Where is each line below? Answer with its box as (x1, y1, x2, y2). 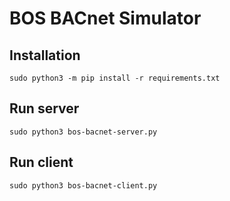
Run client (9, 154, 74, 171)
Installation (9, 47, 81, 64)
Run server (9, 100, 80, 117)
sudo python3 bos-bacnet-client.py (9, 180, 158, 191)
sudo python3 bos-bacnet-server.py (9, 127, 158, 137)
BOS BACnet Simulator (9, 7, 202, 30)
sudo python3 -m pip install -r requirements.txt (9, 73, 221, 83)
